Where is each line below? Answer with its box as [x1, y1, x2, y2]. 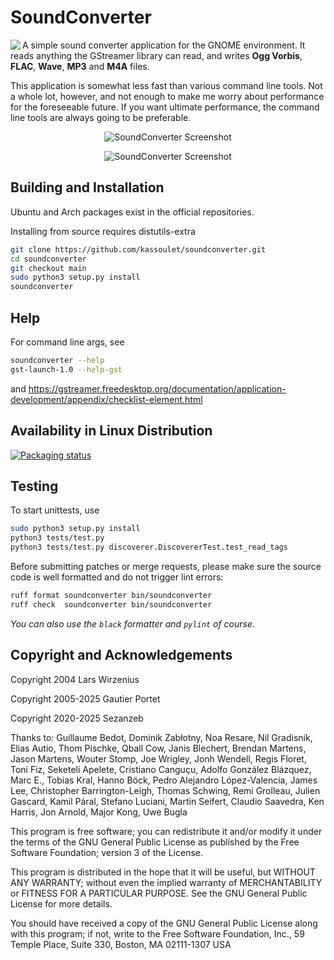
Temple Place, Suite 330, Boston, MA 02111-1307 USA [10, 938, 232, 950]
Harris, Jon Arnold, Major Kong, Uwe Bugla [10, 806, 188, 818]
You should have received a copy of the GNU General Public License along [10, 917, 318, 929]
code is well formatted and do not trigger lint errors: [10, 571, 224, 583]
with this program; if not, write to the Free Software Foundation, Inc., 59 [10, 927, 305, 940]
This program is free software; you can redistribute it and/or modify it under [10, 825, 323, 837]
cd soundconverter [10, 254, 87, 264]
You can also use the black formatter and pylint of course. [10, 617, 256, 630]
